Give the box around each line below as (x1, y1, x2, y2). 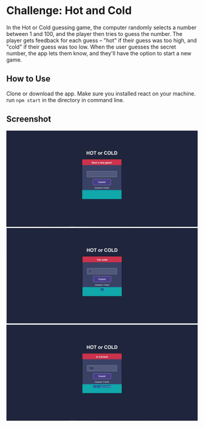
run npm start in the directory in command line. (6, 96, 124, 103)
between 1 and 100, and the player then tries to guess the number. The (6, 30, 183, 37)
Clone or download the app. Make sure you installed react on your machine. (6, 89, 196, 97)
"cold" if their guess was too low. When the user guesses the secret (6, 43, 176, 50)
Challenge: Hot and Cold (6, 4, 132, 18)
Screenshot (6, 114, 52, 125)
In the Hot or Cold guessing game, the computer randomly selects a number (6, 24, 197, 31)
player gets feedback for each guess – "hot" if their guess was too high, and (6, 36, 197, 44)
